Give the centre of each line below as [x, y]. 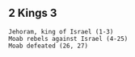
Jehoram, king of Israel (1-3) [61, 31]
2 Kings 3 [33, 13]
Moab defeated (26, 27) [49, 46]
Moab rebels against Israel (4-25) [68, 39]
